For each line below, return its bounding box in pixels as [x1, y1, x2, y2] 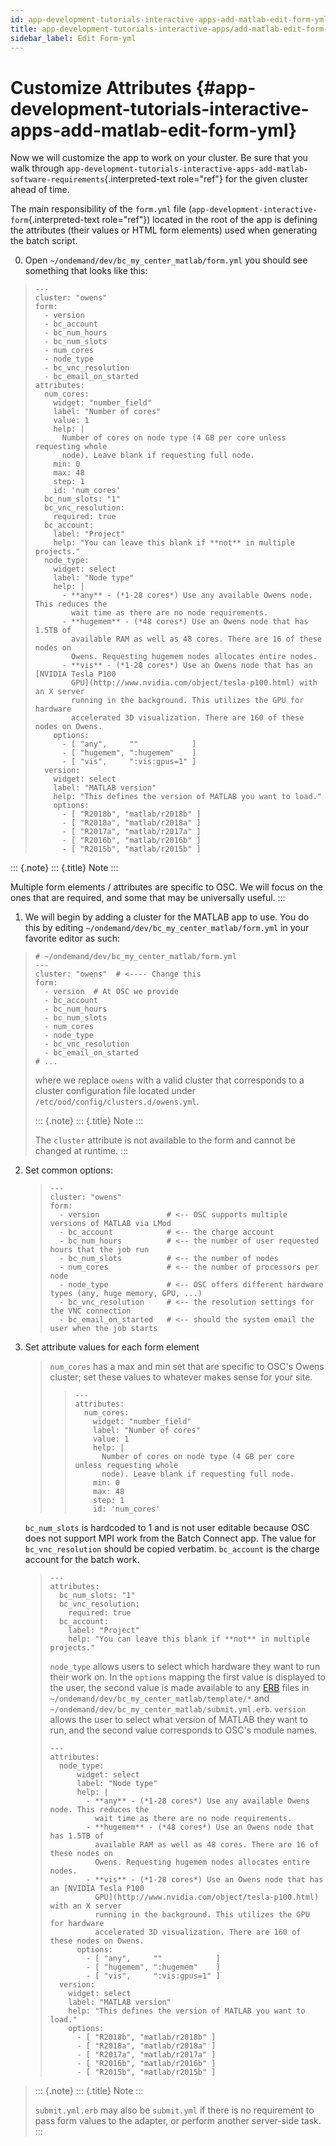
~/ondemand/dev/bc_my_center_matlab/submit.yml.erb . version [49, 1703, 307, 1715]
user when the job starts [49, 1324, 158, 1334]
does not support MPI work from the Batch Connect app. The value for [24, 1532, 317, 1545]
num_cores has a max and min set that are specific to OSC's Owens [49, 1361, 325, 1373]
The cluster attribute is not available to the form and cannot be [34, 1134, 296, 1146]
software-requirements [10, 175, 105, 185]
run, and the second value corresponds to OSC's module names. [49, 1724, 317, 1736]
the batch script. [10, 235, 78, 247]
